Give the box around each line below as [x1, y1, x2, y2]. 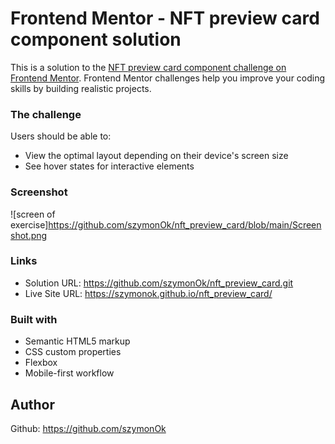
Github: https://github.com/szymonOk [10, 422, 167, 434]
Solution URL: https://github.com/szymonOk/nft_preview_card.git [24, 277, 294, 289]
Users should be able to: [10, 130, 112, 142]
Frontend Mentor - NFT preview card [10, 7, 320, 30]
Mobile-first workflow [24, 367, 115, 379]
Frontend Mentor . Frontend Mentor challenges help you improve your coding [10, 72, 326, 84]
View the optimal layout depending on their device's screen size [24, 150, 289, 162]
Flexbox [24, 357, 58, 369]
